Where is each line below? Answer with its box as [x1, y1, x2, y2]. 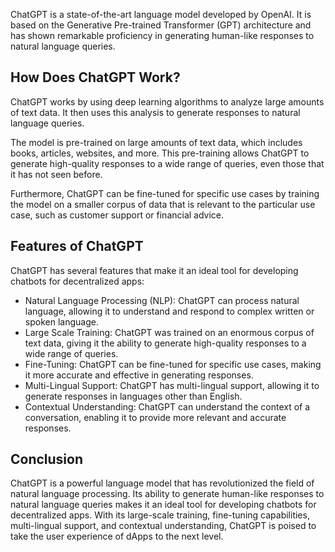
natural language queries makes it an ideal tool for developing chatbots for [10, 499, 317, 511]
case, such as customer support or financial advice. [10, 209, 225, 221]
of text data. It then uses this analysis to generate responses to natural [10, 106, 301, 118]
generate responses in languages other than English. [24, 390, 243, 402]
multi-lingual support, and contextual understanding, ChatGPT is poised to [10, 520, 317, 532]
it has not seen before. [10, 168, 103, 180]
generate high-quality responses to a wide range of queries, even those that [10, 157, 325, 169]
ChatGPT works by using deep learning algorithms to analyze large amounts [10, 95, 325, 108]
